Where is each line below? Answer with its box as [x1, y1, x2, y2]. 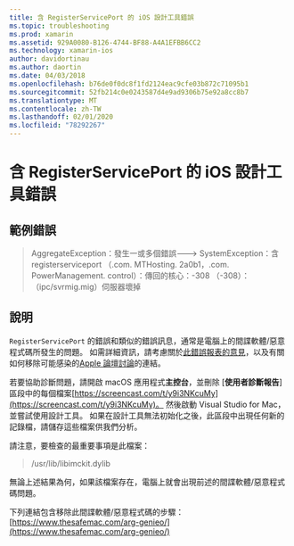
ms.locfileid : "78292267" [9, 121, 105, 130]
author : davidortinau [9, 54, 90, 63]
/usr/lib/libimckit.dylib [30, 458, 111, 468]
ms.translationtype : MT [9, 95, 98, 105]
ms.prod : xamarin [9, 29, 74, 38]
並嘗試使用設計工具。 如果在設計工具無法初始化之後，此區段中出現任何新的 [9, 409, 285, 420]
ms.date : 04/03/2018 [9, 71, 86, 80]
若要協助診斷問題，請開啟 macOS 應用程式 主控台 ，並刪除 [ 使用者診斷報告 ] [9, 376, 282, 387]
